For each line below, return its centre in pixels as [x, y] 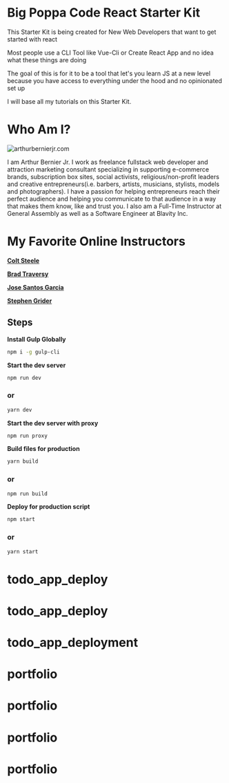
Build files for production [44, 449]
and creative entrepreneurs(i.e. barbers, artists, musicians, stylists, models [113, 184]
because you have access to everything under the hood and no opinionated [115, 80]
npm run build [28, 494]
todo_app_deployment [73, 643]
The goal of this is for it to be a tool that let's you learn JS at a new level [109, 73]
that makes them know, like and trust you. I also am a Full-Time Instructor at [114, 206]
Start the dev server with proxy [53, 423]
